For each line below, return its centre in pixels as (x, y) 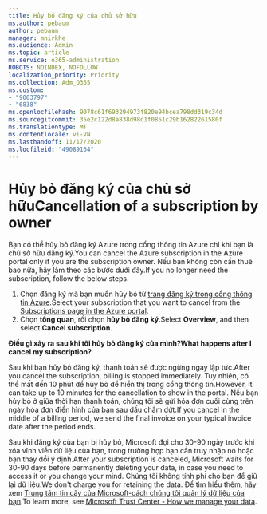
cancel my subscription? (50, 352)
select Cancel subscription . (66, 328)
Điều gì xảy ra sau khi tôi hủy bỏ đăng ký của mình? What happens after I (130, 343)
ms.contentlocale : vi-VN (49, 134)
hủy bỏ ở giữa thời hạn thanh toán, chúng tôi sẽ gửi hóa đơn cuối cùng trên (131, 401)
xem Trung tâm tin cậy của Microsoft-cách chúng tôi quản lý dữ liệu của (126, 493)
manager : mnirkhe (37, 38)
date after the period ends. (52, 427)
